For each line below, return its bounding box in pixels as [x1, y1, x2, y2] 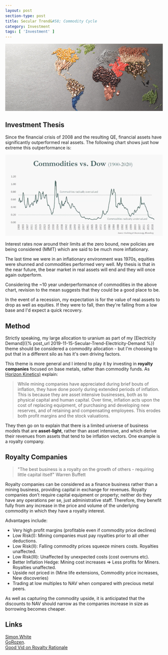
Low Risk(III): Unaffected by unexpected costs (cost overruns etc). [12, 553, 149, 559]
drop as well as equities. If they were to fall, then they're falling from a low [5, 302, 157, 308]
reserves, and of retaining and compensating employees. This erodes [17, 407, 161, 413]
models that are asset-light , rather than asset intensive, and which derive [5, 428, 157, 434]
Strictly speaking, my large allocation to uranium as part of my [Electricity [5, 335, 156, 341]
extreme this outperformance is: [5, 144, 71, 150]
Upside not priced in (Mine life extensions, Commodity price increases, [12, 569, 159, 575]
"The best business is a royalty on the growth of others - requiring [17, 466, 154, 472]
